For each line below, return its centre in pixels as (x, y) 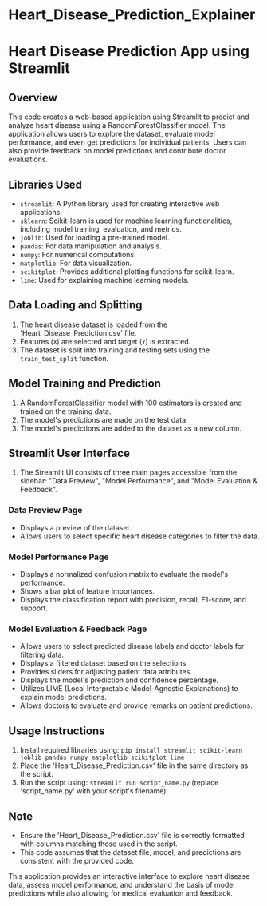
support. (34, 608)
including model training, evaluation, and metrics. (100, 229)
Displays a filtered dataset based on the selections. (104, 663)
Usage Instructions (57, 731)
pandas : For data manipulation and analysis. (90, 246)
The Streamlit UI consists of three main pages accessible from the (128, 472)
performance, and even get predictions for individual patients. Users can (128, 142)
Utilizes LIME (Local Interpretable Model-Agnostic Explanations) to (129, 689)
